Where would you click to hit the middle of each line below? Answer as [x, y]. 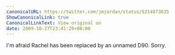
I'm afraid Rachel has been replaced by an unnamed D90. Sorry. [86, 45]
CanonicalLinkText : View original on [54, 23]
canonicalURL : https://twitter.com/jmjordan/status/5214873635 [88, 12]
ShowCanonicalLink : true [38, 17]
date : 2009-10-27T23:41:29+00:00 [48, 28]
